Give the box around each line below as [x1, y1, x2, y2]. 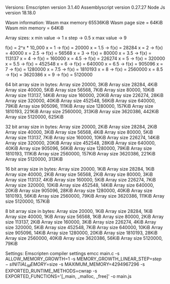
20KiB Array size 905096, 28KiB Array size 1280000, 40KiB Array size [5, 187, 153, 194]
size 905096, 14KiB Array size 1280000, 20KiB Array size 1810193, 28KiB [5, 230, 158, 236]
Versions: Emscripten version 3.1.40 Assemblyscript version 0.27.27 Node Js [5, 5, 165, 10]
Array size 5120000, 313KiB [5, 156, 63, 162]
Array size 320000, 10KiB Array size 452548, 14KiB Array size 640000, [5, 182, 154, 188]
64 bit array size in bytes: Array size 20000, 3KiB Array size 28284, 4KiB [5, 81, 158, 87]
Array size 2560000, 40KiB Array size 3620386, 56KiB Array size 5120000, [5, 235, 163, 241]
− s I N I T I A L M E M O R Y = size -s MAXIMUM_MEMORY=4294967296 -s [5, 261, 145, 268]
